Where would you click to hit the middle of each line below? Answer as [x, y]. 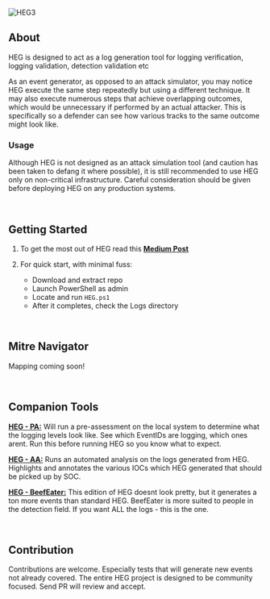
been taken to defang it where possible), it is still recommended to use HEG [133, 171]
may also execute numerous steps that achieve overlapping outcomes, [126, 98]
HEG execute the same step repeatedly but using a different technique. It [129, 89]
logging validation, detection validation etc [79, 65]
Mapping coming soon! [47, 366]
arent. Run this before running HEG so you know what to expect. [115, 443]
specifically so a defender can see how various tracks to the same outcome [134, 115]
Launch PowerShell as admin [80, 288]
